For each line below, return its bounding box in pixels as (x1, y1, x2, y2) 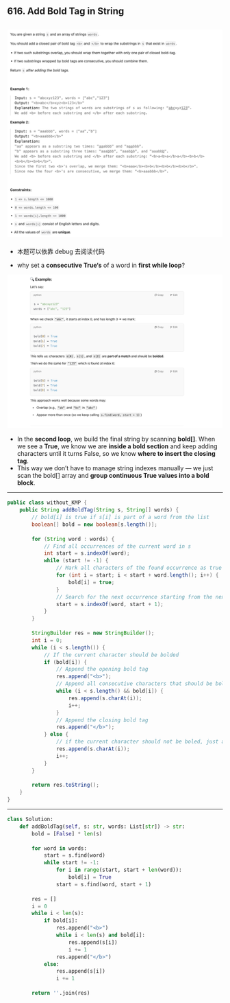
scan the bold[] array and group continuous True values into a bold (16, 472, 210, 480)
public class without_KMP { (7, 499, 88, 507)
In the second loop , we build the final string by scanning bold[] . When (16, 435, 216, 443)
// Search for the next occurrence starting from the (55, 593, 213, 600)
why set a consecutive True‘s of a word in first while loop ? (16, 261, 186, 269)
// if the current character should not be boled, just (55, 738, 219, 746)
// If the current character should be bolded (43, 652, 179, 658)
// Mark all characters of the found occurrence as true (55, 564, 222, 572)
